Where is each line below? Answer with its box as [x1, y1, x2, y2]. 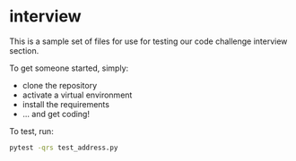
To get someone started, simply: [9, 63, 129, 73]
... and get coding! [22, 108, 90, 119]
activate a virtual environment [22, 89, 133, 100]
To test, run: [9, 125, 54, 136]
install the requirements [22, 98, 110, 109]
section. [9, 45, 39, 55]
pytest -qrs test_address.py [9, 143, 118, 152]
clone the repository [22, 80, 98, 90]
